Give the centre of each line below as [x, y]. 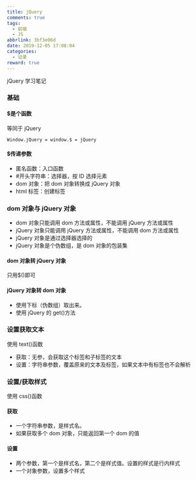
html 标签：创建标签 [41, 191]
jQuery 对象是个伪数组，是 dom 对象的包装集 [71, 246]
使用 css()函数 [24, 396]
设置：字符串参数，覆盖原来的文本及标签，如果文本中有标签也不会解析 [103, 364]
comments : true [26, 18]
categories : [22, 52]
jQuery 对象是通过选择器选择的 [54, 238]
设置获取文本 [26, 330]
